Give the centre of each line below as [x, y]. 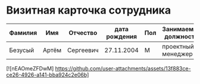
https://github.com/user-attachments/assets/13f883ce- [123, 68]
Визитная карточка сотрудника [89, 10]
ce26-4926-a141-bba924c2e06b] [48, 75]
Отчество [83, 33]
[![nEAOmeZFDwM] [30, 68]
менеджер [178, 54]
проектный [178, 46]
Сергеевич [83, 50]
